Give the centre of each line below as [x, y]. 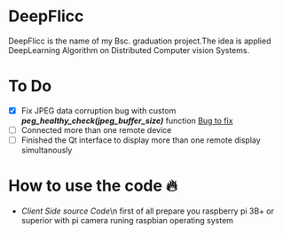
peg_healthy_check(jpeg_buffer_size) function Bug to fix [127, 121]
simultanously [47, 150]
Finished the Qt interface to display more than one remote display [141, 140]
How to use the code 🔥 [93, 186]
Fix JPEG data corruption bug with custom [98, 110]
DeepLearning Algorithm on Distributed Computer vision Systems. [129, 50]
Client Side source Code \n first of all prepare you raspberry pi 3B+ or [147, 211]
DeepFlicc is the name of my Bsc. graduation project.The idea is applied [140, 41]
